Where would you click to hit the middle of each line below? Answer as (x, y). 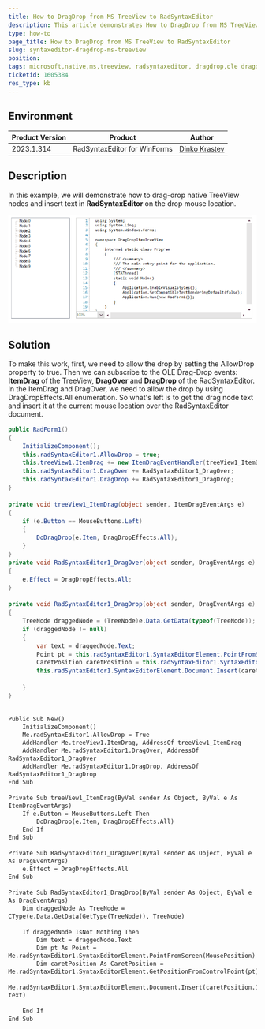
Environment (41, 116)
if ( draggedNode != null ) (65, 629)
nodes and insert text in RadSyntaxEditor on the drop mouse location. (122, 203)
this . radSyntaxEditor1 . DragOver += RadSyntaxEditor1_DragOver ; (129, 471)
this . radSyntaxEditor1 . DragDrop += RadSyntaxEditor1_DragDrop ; (129, 480)
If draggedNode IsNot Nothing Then (81, 932)
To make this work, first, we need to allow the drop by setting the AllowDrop (131, 364)
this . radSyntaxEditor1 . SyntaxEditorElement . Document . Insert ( (139, 671)
